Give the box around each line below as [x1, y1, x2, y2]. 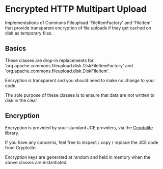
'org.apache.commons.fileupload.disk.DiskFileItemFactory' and [5, 62, 133, 68]
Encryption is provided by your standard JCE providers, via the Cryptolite [5, 124, 153, 131]
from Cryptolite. [5, 144, 37, 150]
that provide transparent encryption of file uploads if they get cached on [5, 25, 151, 30]
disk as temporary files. [5, 30, 53, 36]
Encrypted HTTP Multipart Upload [5, 3, 147, 15]
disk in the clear [5, 97, 38, 103]
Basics [5, 44, 26, 53]
